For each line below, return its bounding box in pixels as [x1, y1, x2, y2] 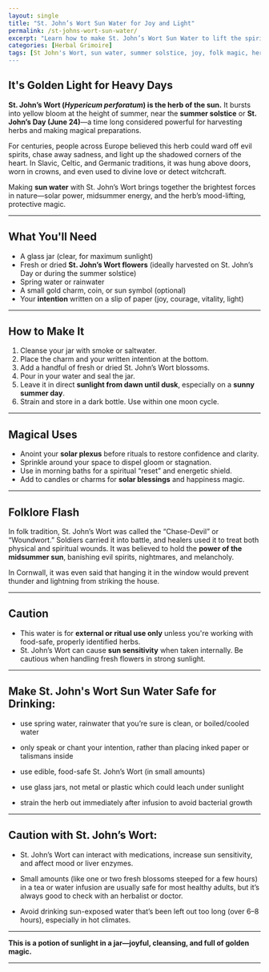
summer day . [19, 388, 66, 398]
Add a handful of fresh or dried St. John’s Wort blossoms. [19, 362, 211, 373]
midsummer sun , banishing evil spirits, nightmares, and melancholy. [8, 553, 235, 562]
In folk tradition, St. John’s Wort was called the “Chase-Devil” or [8, 527, 219, 537]
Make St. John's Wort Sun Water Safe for [8, 685, 217, 699]
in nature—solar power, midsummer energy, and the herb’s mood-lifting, [8, 190, 246, 200]
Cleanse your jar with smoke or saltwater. [19, 346, 158, 355]
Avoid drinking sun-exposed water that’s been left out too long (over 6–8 [19, 906, 259, 916]
